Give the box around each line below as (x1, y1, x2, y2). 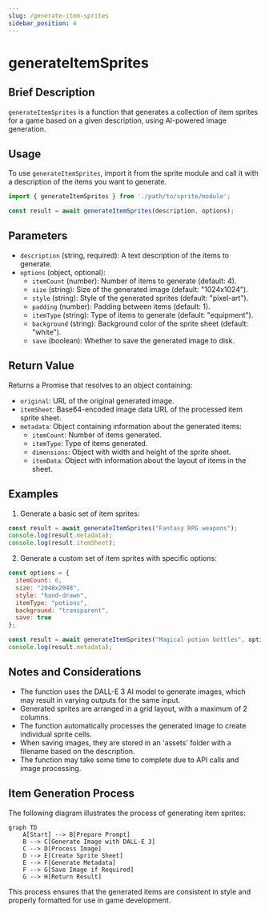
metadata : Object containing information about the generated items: (19, 421, 243, 431)
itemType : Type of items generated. (31, 438, 148, 448)
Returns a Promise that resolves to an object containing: (8, 380, 193, 390)
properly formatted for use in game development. (8, 895, 171, 905)
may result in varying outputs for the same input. (19, 695, 181, 704)
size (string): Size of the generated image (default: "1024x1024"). (31, 284, 248, 294)
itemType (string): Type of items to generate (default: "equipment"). (31, 310, 254, 319)
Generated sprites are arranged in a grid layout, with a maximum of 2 (19, 704, 248, 713)
